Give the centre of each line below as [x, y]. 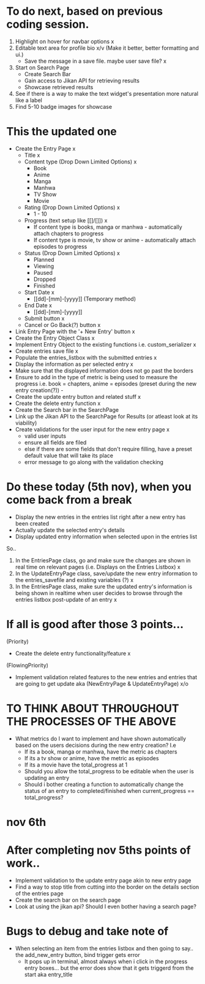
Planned [44, 259]
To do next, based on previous [85, 11]
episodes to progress [60, 246]
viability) [26, 423]
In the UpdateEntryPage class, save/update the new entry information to [106, 573]
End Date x [38, 305]
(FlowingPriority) [28, 665]
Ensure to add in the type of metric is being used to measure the [96, 377]
